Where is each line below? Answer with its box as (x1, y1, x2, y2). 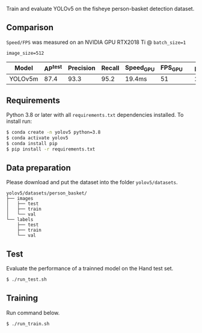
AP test (44, 63, 63, 73)
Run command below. (6, 309, 60, 316)
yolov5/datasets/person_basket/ (6, 190, 87, 196)
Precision (68, 64, 96, 72)
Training (6, 293, 38, 303)
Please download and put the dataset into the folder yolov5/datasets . (6, 179, 179, 186)
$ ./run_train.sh (6, 320, 50, 327)
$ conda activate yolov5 (6, 135, 69, 141)
